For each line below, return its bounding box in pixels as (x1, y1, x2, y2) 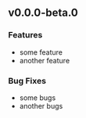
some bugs (19, 93, 56, 102)
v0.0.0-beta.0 (8, 6, 78, 20)
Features (8, 30, 43, 41)
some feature (19, 47, 63, 57)
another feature (19, 55, 70, 65)
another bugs (19, 101, 63, 110)
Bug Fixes (8, 75, 47, 86)
